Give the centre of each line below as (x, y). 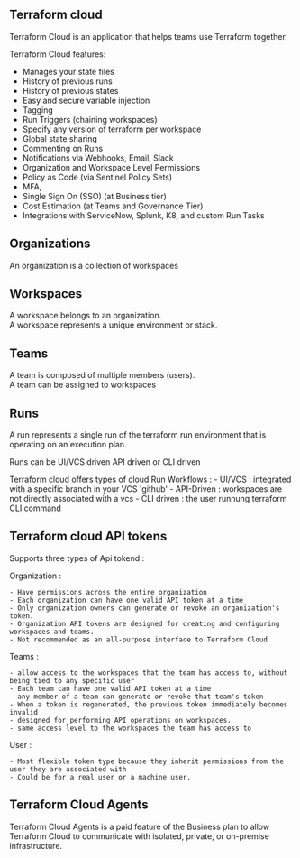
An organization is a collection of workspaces (94, 265)
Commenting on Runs (63, 148)
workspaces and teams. (52, 632)
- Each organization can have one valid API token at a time (127, 600)
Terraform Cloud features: (58, 54)
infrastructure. (36, 845)
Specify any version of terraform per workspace (112, 129)
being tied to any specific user (72, 680)
